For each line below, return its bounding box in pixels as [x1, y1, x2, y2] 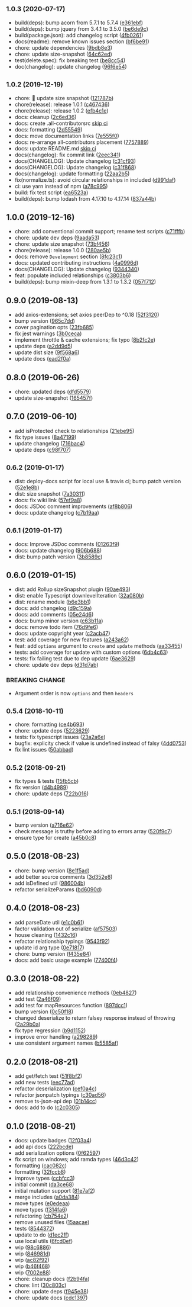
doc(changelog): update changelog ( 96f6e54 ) [14, 63, 127, 70]
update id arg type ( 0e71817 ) [14, 944, 84, 951]
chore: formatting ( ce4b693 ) [14, 721, 84, 728]
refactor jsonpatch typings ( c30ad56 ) [14, 1091, 106, 1099]
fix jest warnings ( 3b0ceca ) [14, 330, 82, 337]
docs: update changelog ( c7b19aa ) [14, 509, 99, 516]
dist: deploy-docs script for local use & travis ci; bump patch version [14, 477, 181, 484]
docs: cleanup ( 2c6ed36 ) [14, 113, 77, 120]
